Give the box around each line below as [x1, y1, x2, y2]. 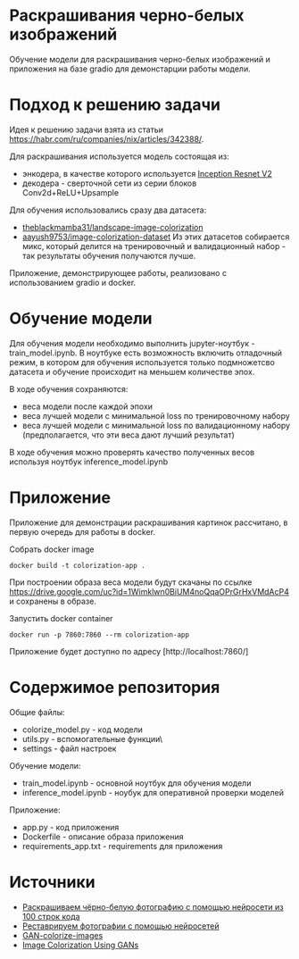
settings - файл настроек [21, 743, 117, 754]
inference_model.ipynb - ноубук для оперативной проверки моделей [21, 787, 284, 797]
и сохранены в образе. [9, 596, 96, 606]
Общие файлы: [9, 706, 65, 717]
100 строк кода [21, 911, 80, 921]
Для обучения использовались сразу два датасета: [9, 204, 207, 215]
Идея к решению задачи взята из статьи [9, 124, 163, 135]
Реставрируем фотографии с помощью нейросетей [21, 921, 220, 931]
